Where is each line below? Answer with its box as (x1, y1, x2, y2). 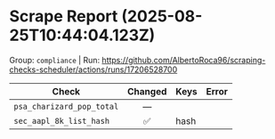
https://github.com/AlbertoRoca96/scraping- (101, 54, 266, 65)
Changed (127, 85, 167, 97)
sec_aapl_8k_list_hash (13, 116, 109, 126)
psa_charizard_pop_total (13, 101, 119, 111)
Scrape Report (9, 6, 118, 27)
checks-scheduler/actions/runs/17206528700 (9, 64, 178, 75)
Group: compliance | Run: (9, 54, 101, 65)
